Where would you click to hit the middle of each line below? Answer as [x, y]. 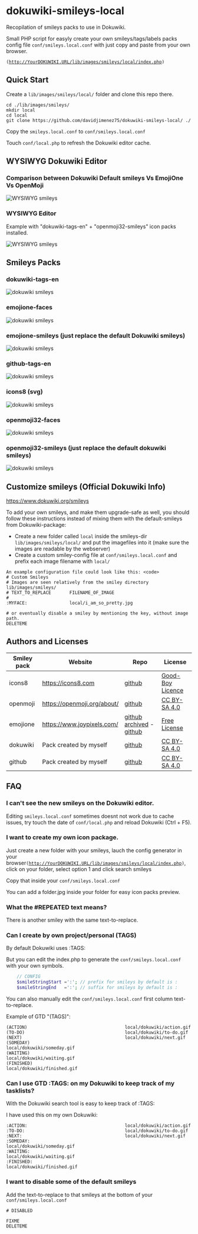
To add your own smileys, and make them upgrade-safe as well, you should [98, 512]
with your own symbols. [35, 966]
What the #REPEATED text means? [57, 907]
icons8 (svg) [24, 392]
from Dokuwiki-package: [36, 525]
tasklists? [20, 1090]
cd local [17, 115]
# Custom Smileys [27, 578]
